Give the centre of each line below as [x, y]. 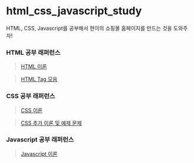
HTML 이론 [34, 67]
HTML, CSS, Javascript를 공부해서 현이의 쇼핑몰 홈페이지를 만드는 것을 [89, 28]
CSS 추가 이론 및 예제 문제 [51, 123]
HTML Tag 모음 [39, 79]
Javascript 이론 [39, 153]
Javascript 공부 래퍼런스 [40, 140]
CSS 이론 [31, 110]
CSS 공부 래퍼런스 [31, 96]
